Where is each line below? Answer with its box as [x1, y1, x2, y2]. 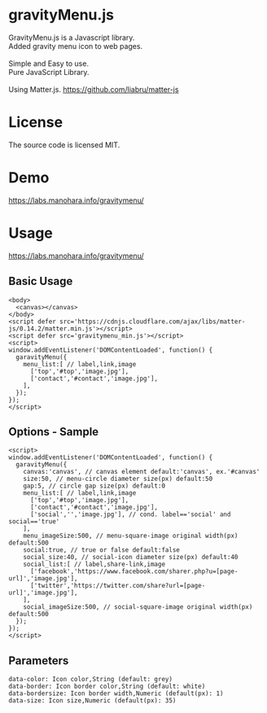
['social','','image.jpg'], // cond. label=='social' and [29, 510, 231, 518]
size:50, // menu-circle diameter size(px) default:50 [23, 475, 213, 483]
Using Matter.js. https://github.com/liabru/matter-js [8, 84, 179, 94]
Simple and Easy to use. [8, 59, 90, 68]
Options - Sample [8, 425, 99, 439]
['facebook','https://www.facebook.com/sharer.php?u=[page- [29, 567, 239, 575]
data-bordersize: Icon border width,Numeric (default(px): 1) [8, 689, 224, 698]
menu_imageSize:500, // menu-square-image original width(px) [23, 531, 239, 540]
